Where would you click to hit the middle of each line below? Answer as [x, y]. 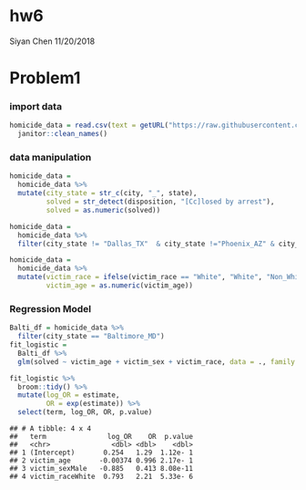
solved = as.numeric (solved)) [103, 210]
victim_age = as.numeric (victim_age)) [120, 286]
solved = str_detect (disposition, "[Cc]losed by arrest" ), [160, 202]
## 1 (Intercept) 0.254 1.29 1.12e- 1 [102, 453]
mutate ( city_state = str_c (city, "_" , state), [107, 193]
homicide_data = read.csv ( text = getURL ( [89, 125]
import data [36, 107]
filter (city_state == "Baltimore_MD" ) [92, 337]
